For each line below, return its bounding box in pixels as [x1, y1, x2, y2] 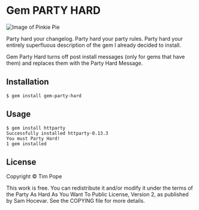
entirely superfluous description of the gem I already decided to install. [6, 41, 182, 49]
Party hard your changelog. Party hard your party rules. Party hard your [6, 35, 183, 42]
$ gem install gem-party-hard [6, 92, 82, 99]
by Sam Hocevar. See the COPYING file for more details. [6, 197, 145, 205]
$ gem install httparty [6, 125, 66, 131]
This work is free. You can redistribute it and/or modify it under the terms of [6, 184, 194, 192]
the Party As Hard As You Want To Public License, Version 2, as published [6, 191, 189, 198]
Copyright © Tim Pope [6, 173, 62, 180]
